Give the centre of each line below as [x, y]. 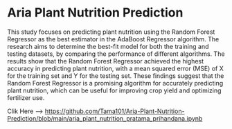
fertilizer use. [26, 97]
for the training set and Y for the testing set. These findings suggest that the [116, 76]
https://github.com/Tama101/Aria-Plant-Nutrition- [115, 111]
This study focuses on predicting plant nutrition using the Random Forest [111, 32]
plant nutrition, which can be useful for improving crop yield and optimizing [114, 90]
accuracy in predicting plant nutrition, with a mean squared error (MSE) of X [115, 68]
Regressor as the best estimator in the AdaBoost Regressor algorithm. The [113, 39]
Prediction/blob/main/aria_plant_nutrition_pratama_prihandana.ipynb [105, 118]
